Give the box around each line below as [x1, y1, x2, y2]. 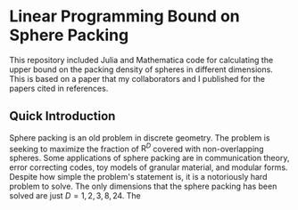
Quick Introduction [9, 109, 116, 124]
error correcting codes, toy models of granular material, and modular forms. [9, 162, 288, 173]
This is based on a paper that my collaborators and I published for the [9, 73, 266, 84]
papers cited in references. [9, 83, 109, 93]
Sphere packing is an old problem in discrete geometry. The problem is [9, 132, 270, 143]
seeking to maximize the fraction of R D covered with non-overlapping [9, 141, 265, 154]
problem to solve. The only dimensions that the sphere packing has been [9, 181, 277, 192]
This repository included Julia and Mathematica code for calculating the [9, 54, 274, 65]
